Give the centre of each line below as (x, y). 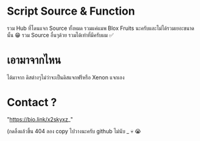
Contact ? (32, 103)
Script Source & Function (71, 11)
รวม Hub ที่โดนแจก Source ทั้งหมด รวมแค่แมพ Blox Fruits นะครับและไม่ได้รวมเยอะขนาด (101, 28)
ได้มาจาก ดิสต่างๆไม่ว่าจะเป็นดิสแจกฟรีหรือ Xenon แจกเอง (66, 77)
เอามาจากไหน (34, 60)
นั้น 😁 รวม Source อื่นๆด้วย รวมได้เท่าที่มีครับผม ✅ (60, 35)
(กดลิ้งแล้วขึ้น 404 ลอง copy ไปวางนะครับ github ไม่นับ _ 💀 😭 (74, 131)
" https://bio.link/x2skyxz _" (40, 119)
